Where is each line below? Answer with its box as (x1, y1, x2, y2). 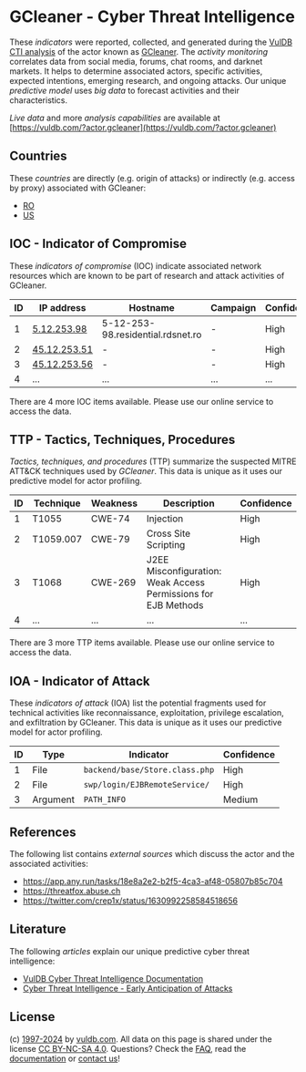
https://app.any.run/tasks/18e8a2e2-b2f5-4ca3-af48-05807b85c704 (22, 876, 284, 886)
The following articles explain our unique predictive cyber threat (9, 945, 250, 956)
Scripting (146, 539, 186, 551)
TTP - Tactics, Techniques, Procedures (9, 431, 236, 448)
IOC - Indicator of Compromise (9, 236, 187, 252)
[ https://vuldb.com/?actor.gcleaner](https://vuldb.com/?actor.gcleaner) (9, 121, 277, 133)
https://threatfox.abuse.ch (22, 886, 121, 896)
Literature (9, 922, 66, 937)
